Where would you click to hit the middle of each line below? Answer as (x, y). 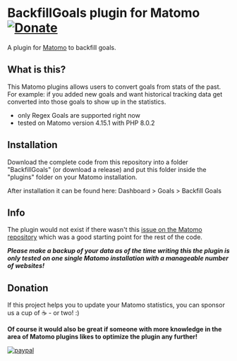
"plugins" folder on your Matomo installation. (72, 177)
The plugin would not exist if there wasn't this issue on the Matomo (105, 230)
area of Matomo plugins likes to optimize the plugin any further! (103, 337)
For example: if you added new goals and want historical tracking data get (115, 94)
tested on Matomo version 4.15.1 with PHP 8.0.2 (86, 123)
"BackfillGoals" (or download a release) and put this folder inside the (107, 169)
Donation (28, 288)
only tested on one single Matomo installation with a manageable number (118, 258)
